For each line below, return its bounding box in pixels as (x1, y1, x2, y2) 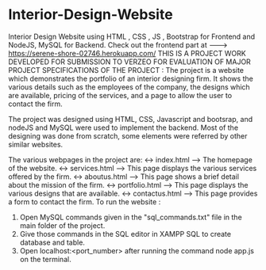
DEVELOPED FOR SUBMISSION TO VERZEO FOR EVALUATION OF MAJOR (8, 57, 252, 67)
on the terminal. (19, 254, 71, 264)
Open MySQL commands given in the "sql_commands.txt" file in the (19, 212, 242, 222)
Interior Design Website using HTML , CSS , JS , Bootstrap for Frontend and (8, 32, 256, 41)
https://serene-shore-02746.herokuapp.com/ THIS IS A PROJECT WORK (8, 48, 246, 58)
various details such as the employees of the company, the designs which (8, 82, 250, 92)
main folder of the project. (19, 220, 106, 230)
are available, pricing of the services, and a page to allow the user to (8, 90, 233, 100)
